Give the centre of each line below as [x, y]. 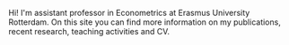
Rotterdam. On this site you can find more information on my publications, [145, 22]
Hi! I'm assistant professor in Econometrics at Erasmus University [129, 13]
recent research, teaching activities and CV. [89, 31]
